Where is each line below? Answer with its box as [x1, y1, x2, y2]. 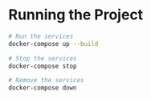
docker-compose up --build [8, 40, 99, 48]
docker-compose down [8, 84, 78, 92]
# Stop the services [8, 54, 78, 62]
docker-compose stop [8, 62, 78, 70]
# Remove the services [8, 77, 84, 85]
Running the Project [8, 6, 144, 24]
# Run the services [8, 32, 74, 40]
